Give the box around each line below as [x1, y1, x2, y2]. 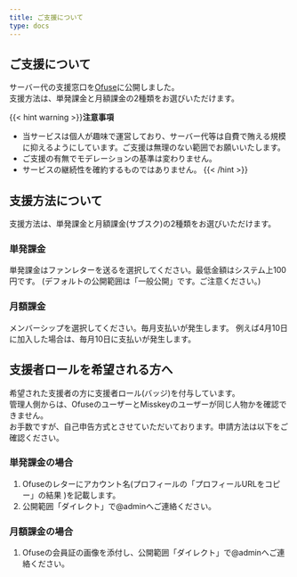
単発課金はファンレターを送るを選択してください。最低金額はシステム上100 [9, 265, 287, 276]
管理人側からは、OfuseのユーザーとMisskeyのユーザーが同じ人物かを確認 [9, 399, 280, 409]
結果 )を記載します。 [45, 490, 121, 500]
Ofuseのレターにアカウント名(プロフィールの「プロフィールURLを [21, 478, 265, 489]
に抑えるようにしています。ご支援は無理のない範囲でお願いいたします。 [21, 142, 286, 152]
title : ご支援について [9, 12, 84, 22]
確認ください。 [9, 432, 64, 442]
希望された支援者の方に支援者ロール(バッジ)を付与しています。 [9, 387, 240, 398]
